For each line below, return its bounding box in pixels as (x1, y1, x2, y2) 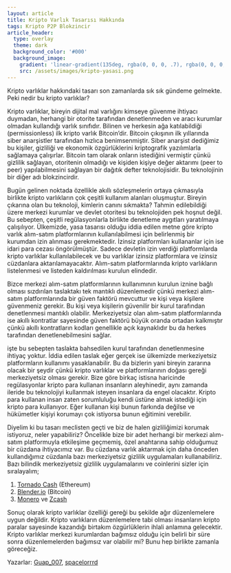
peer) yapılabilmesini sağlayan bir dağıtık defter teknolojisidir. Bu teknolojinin (7, 166, 223, 174)
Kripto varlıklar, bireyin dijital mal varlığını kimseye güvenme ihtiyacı (7, 107, 198, 115)
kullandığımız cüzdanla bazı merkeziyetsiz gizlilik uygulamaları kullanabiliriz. (7, 452, 222, 460)
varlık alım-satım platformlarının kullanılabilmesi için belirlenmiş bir (7, 229, 195, 238)
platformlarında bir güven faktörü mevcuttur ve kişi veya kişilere (23, 294, 204, 302)
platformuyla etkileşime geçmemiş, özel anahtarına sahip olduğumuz (23, 438, 219, 446)
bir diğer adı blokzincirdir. (7, 172, 80, 181)
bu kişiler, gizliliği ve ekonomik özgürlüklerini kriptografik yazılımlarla (7, 144, 201, 152)
